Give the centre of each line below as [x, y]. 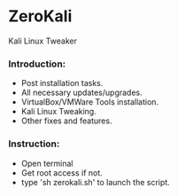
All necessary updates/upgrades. [81, 93]
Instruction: [34, 144]
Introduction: [37, 64]
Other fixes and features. [66, 121]
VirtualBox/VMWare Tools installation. [90, 102]
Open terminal [47, 163]
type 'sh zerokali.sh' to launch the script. [95, 182]
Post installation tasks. [62, 83]
